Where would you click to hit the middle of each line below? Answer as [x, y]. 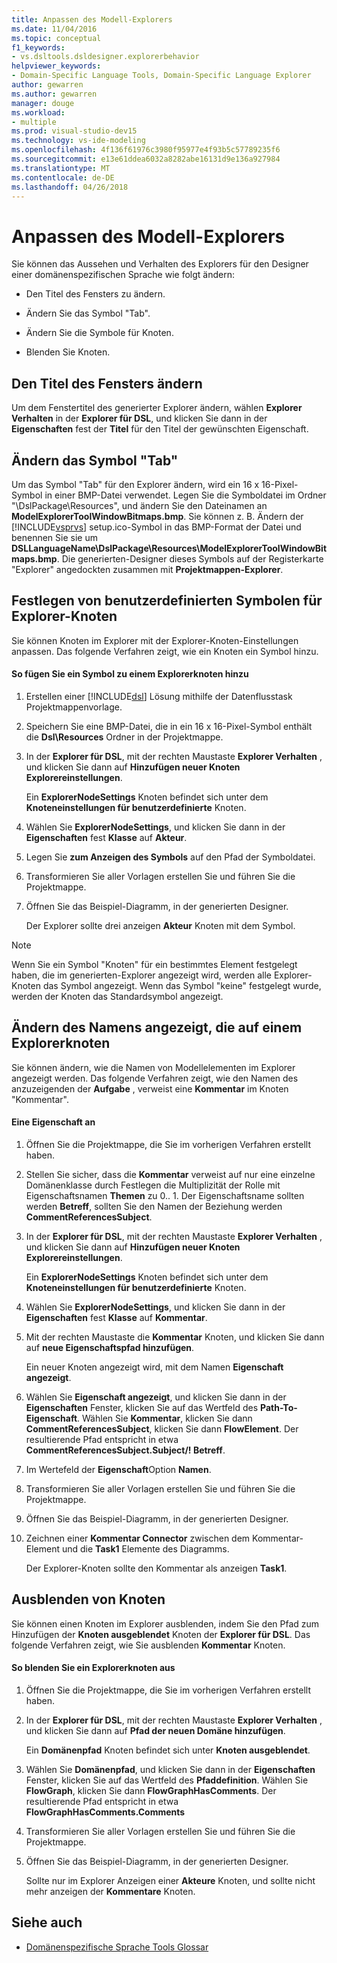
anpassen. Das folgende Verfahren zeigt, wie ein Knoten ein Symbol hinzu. [165, 651]
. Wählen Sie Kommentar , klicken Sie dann [165, 1418]
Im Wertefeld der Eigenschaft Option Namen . [118, 1469]
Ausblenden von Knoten [88, 1599]
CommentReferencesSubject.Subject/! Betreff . [125, 1450]
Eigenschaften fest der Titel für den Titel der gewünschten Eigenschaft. [160, 429]
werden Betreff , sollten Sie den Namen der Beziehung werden [154, 1206]
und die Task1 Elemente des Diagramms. [145, 1548]
